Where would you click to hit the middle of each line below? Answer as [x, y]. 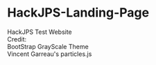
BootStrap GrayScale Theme [48, 46]
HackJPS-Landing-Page [78, 13]
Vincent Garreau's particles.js [50, 54]
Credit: [17, 39]
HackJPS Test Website [40, 32]
